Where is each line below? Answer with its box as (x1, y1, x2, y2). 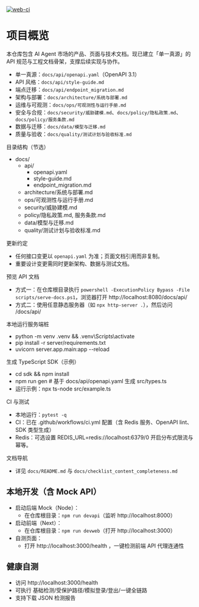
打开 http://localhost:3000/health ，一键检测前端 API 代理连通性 (24, 542, 184, 549)
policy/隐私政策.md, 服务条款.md (24, 211, 106, 218)
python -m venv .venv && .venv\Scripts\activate (15, 332, 135, 340)
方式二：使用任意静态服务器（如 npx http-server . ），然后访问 (15, 301, 173, 308)
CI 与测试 (6, 398, 29, 405)
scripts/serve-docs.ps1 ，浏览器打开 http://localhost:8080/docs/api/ (15, 293, 187, 300)
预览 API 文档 (6, 272, 40, 280)
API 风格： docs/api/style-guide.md (15, 78, 105, 85)
